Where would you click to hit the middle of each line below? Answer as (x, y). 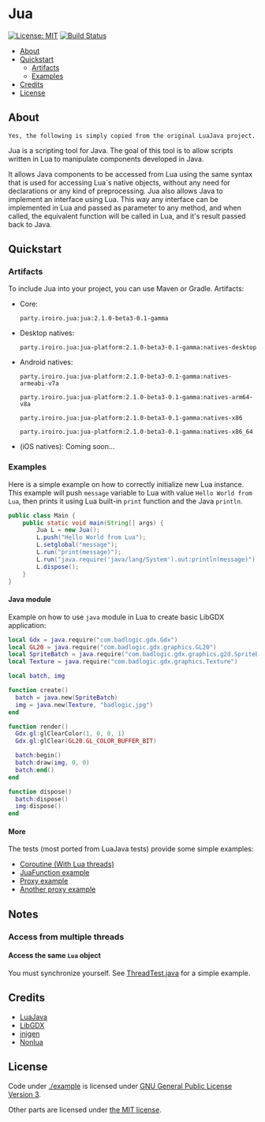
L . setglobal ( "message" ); (77, 545)
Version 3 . (25, 1094)
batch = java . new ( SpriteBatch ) (67, 698)
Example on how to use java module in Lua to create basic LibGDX (116, 617)
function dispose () (40, 791)
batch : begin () (38, 755)
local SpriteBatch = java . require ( (67, 654)
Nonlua (31, 1042)
